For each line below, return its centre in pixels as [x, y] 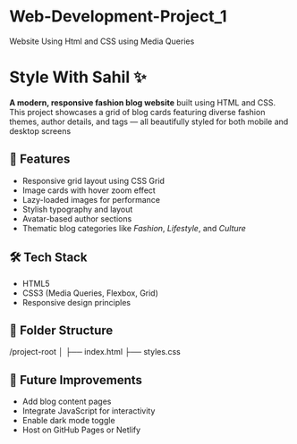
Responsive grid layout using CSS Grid [93, 180]
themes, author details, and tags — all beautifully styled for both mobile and [149, 121]
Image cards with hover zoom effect [89, 190]
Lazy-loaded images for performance [91, 199]
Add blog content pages [67, 402]
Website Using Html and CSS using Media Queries [102, 41]
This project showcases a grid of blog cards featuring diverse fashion [137, 112]
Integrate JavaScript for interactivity [89, 411]
